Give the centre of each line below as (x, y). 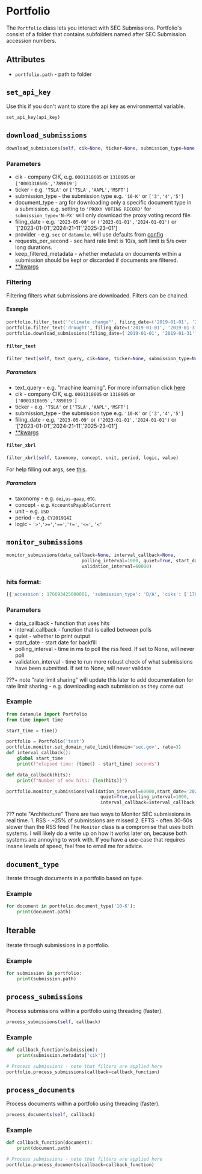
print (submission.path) (47, 979)
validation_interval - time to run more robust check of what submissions (104, 661)
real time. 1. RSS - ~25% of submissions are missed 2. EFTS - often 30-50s (99, 820)
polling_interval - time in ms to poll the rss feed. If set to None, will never (105, 649)
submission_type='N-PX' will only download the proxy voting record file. (103, 215)
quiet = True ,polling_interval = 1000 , (145, 797)
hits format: (24, 582)
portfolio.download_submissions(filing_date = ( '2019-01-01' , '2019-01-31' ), (103, 333)
